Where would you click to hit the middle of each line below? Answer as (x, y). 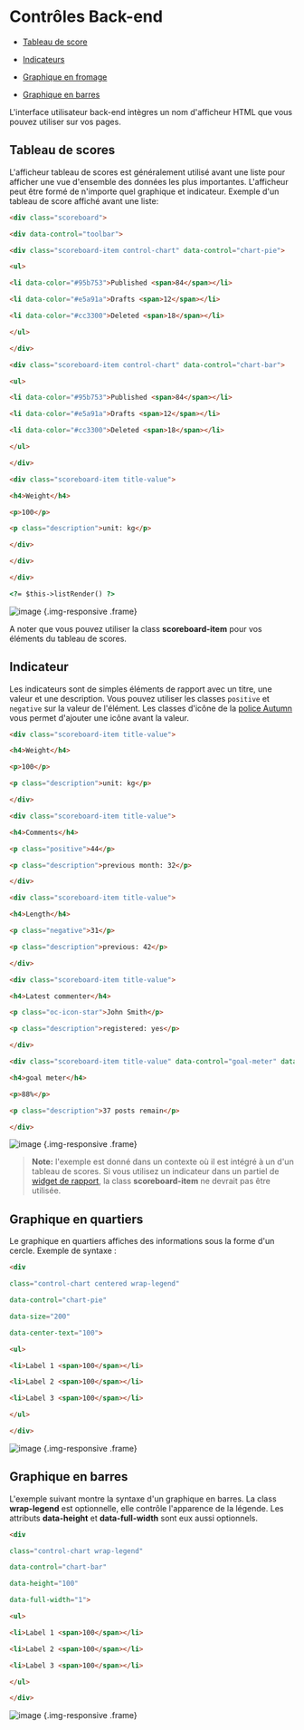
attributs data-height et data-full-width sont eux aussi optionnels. (133, 1518)
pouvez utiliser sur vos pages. (66, 121)
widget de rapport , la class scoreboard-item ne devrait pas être (151, 1181)
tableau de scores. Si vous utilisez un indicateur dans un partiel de (155, 1171)
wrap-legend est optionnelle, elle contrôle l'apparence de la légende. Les (147, 1508)
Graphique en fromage (65, 77)
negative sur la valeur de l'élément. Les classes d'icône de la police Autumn (151, 708)
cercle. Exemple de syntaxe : (63, 1251)
